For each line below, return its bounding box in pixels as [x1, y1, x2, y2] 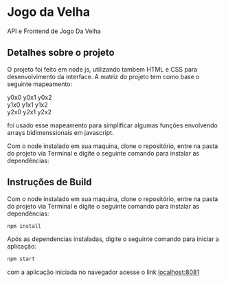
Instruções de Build [7, 176, 92, 188]
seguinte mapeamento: [7, 80, 73, 88]
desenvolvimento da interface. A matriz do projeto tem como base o [7, 72, 200, 81]
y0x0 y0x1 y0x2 [7, 93, 52, 101]
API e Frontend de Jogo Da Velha [7, 27, 101, 35]
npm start [7, 255, 36, 262]
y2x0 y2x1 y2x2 [7, 107, 52, 116]
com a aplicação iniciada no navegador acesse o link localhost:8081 [7, 268, 200, 276]
